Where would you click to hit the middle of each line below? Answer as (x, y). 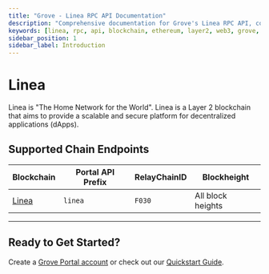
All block (211, 195)
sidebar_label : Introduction (57, 46)
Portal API (95, 171)
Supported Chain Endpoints (79, 149)
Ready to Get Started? (64, 242)
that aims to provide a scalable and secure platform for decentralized (122, 116)
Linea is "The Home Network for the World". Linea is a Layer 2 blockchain (130, 107)
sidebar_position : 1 (43, 38)
